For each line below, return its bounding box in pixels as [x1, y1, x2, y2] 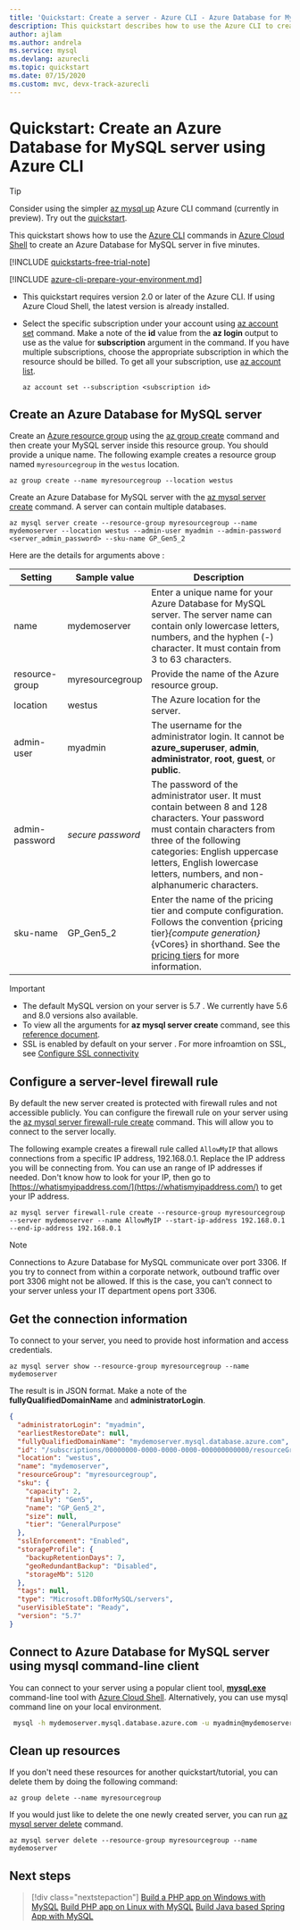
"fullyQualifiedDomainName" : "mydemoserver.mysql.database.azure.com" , [17, 1437, 290, 1446]
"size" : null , [25, 1512, 78, 1521]
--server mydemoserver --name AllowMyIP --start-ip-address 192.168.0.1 [9, 1216, 286, 1225]
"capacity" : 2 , [25, 1487, 82, 1496]
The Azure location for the [151, 693, 261, 706]
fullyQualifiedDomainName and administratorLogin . [9, 1395, 206, 1406]
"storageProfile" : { [17, 1545, 94, 1554]
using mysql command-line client [9, 1658, 199, 1674]
